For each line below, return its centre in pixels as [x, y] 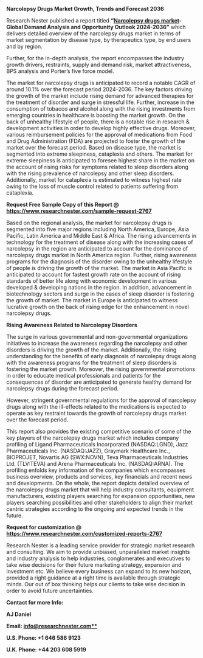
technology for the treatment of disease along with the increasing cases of [100, 242]
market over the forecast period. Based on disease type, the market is [94, 147]
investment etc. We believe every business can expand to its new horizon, [99, 571]
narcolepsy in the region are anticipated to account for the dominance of [97, 248]
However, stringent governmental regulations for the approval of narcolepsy [101, 400]
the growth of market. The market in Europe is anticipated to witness [92, 300]
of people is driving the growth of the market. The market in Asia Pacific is [99, 268]
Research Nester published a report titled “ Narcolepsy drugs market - [94, 20]
